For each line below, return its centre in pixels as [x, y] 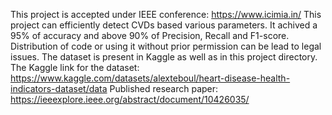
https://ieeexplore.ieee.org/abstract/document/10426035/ [130, 99]
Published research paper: [164, 88]
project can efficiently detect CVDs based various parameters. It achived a [164, 25]
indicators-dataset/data [59, 88]
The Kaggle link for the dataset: [75, 67]
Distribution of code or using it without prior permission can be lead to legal [166, 46]
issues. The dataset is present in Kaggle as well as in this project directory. [164, 57]
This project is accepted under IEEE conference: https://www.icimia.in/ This [166, 14]
